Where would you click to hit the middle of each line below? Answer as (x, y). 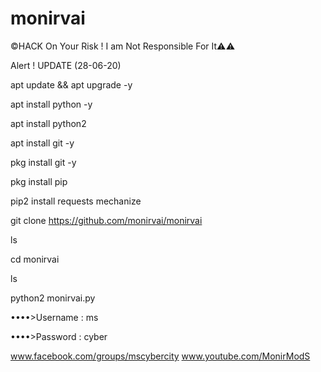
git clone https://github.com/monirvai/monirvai (106, 220)
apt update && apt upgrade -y (71, 84)
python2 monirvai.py (53, 298)
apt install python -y (51, 104)
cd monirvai (35, 259)
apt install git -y (42, 143)
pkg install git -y (43, 162)
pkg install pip (39, 181)
